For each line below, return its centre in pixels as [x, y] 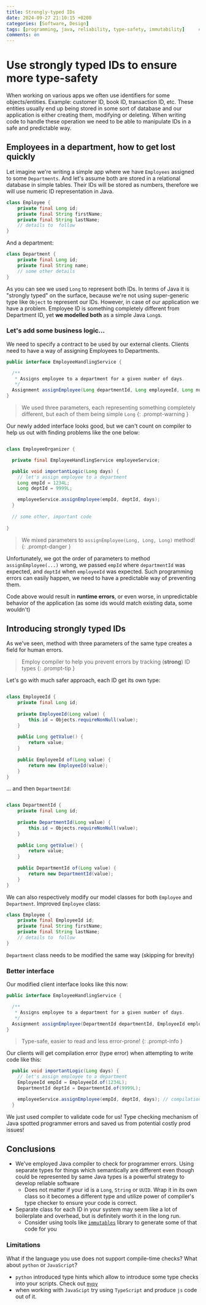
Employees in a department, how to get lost [91, 147]
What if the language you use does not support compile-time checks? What [102, 1258]
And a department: [30, 243]
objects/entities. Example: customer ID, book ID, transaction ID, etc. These [100, 102]
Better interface [30, 971]
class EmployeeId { [31, 697]
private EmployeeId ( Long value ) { [61, 714]
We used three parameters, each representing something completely [108, 408]
